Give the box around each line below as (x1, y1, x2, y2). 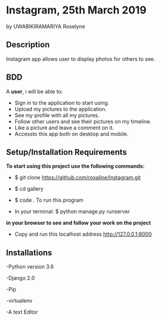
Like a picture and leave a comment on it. (14, 124, 114, 131)
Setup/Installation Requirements (6, 147, 127, 157)
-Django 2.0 (6, 274, 35, 281)
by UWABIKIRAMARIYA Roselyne (6, 23, 85, 30)
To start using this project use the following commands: (6, 163, 145, 170)
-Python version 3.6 (6, 263, 54, 270)
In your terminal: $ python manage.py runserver (14, 208, 131, 215)
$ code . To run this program (14, 197, 84, 204)
